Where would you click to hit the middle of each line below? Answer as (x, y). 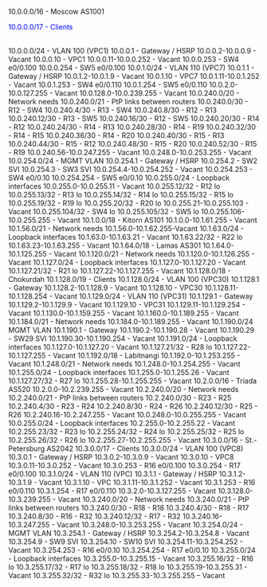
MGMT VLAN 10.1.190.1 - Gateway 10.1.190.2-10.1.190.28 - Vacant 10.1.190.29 (132, 330)
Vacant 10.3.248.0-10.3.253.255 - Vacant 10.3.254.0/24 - (150, 524)
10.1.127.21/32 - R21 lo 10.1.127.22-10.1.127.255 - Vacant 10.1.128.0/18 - (120, 271)
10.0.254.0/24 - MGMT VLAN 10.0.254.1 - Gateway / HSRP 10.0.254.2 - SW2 (133, 161)
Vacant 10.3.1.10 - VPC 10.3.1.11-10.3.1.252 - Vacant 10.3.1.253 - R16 (147, 482)
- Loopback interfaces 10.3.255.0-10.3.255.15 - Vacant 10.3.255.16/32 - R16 (131, 558)
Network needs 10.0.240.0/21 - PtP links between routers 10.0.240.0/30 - (128, 102)
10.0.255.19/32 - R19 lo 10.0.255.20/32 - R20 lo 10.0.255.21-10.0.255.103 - (129, 203)
